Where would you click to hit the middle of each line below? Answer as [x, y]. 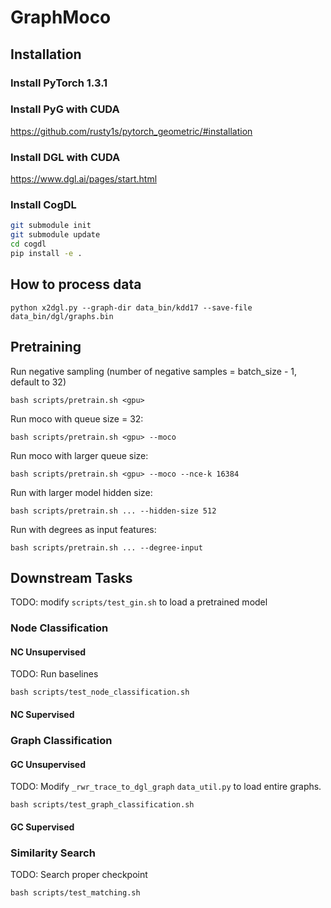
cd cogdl [28, 244]
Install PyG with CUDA [65, 109]
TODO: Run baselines [54, 674]
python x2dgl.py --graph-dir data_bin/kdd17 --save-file [131, 307]
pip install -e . [46, 254]
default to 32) [38, 382]
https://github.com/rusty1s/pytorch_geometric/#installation [131, 131]
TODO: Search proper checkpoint [79, 875]
